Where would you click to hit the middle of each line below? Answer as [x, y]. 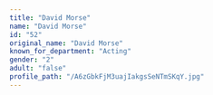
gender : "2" [32, 60]
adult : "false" [38, 69]
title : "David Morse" [50, 18]
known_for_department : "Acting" [70, 52]
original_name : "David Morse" [67, 43]
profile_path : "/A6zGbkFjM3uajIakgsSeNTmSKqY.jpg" [107, 77]
